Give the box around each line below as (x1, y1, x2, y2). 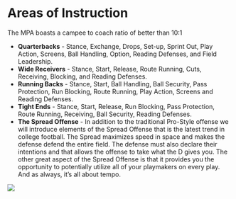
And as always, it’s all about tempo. (17, 170, 121, 178)
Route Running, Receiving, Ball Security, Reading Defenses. (17, 110, 192, 118)
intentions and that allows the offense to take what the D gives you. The (17, 147, 228, 156)
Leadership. (17, 57, 53, 65)
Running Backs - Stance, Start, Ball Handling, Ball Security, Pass (17, 79, 208, 88)
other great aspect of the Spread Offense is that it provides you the (17, 154, 215, 164)
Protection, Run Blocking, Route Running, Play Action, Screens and (17, 87, 213, 96)
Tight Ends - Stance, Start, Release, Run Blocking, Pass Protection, (17, 102, 215, 110)
